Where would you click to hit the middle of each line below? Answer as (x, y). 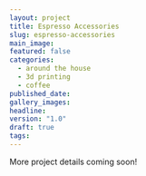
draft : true (32, 128)
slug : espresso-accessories (63, 34)
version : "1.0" (38, 119)
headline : (28, 111)
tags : (19, 136)
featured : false (40, 52)
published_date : (40, 93)
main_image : (32, 43)
